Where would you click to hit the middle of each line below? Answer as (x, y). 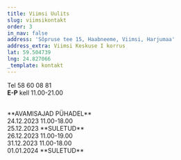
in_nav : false (28, 33)
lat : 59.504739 (29, 53)
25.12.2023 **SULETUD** (46, 128)
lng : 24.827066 (29, 59)
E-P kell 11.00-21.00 (35, 93)
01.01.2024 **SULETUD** (46, 150)
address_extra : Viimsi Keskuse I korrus (67, 46)
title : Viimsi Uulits (38, 14)
